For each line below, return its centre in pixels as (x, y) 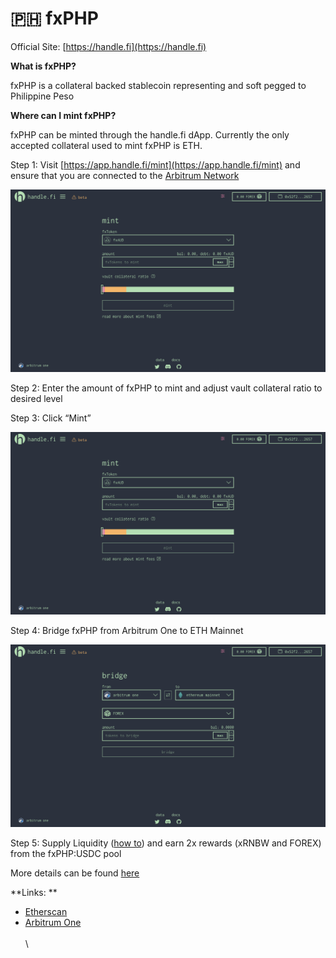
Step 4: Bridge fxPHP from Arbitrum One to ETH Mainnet (127, 630)
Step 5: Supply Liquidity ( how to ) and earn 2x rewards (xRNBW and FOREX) (166, 843)
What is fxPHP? (43, 66)
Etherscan (46, 911)
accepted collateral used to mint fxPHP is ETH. (106, 145)
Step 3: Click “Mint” (51, 418)
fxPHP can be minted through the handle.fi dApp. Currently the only (150, 134)
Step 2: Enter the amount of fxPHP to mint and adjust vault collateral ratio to (166, 388)
